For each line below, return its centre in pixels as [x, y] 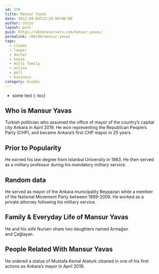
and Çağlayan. [19, 234]
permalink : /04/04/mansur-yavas [38, 37]
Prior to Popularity [33, 148]
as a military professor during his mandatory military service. [66, 165]
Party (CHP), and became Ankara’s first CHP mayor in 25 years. [68, 133]
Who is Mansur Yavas [38, 111]
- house [17, 59]
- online [18, 68]
